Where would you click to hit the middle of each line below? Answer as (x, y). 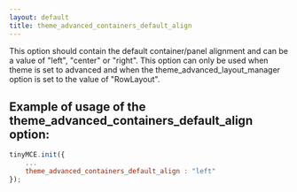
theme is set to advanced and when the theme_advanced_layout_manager (145, 69)
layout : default (39, 17)
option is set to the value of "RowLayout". (85, 79)
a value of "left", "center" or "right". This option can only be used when (139, 60)
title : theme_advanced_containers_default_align (101, 26)
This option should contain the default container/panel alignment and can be (148, 50)
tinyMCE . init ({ (37, 155)
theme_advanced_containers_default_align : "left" (121, 172)
